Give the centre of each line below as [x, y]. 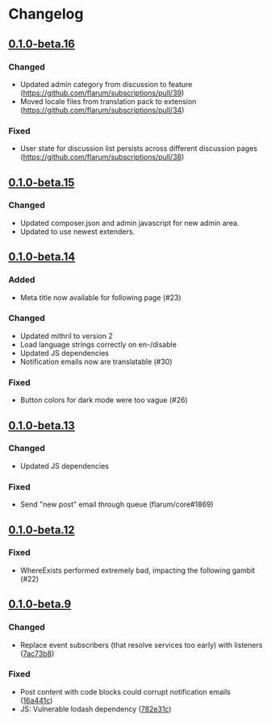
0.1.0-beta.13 [42, 426]
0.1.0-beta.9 [40, 605]
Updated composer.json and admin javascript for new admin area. [129, 223]
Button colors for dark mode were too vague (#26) [104, 400]
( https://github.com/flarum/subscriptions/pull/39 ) [102, 93]
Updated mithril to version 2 [66, 336]
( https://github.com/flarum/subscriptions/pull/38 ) [102, 157]
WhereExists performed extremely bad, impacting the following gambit [138, 570]
